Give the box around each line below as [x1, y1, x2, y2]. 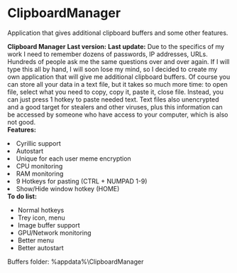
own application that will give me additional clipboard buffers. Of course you [7, 73, 231, 81]
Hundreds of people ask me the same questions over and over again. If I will [7, 57, 230, 65]
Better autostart [17, 243, 64, 252]
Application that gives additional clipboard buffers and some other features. [7, 28, 228, 37]
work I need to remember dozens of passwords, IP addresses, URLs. [7, 50, 208, 58]
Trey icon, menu [17, 213, 65, 222]
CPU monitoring [16, 161, 63, 170]
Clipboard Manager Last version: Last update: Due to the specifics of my [7, 42, 225, 50]
